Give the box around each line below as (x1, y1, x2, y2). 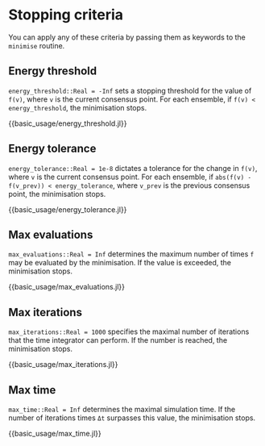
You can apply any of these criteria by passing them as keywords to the (8, 32, 246, 42)
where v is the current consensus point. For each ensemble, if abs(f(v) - (8, 172, 252, 181)
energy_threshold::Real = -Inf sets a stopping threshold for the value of (8, 85, 252, 95)
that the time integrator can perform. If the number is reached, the (8, 336, 228, 345)
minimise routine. (8, 40, 65, 50)
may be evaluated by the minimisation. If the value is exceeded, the (8, 258, 232, 268)
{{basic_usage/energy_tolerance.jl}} (8, 204, 127, 215)
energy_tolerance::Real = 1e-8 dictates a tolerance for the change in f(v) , (8, 163, 258, 173)
